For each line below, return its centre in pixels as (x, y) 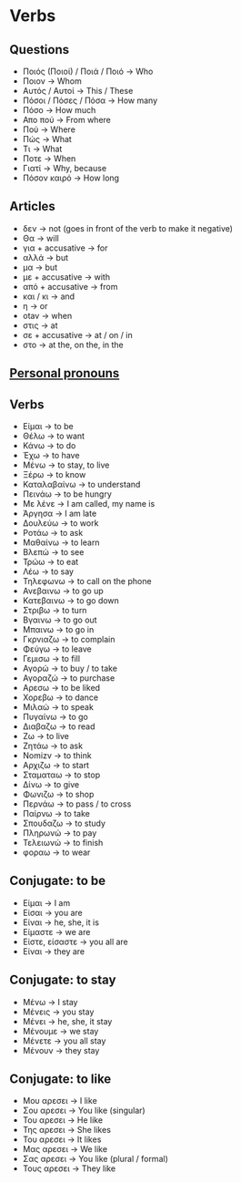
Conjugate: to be (58, 881)
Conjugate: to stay (63, 980)
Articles (33, 206)
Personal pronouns (65, 373)
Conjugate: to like (60, 1080)
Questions (40, 50)
